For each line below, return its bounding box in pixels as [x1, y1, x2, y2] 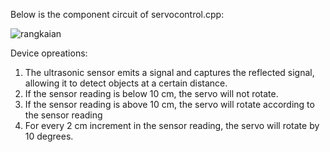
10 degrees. [24, 130, 74, 142]
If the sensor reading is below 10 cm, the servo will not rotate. [24, 88, 279, 99]
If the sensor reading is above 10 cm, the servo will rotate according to [24, 99, 315, 110]
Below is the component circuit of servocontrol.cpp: [10, 9, 225, 20]
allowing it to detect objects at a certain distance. [24, 77, 228, 89]
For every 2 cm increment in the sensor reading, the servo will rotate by [24, 120, 320, 131]
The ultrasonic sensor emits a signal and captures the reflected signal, [24, 67, 315, 78]
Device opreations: [10, 47, 88, 59]
